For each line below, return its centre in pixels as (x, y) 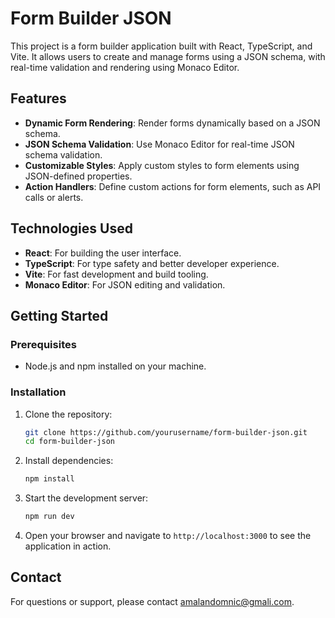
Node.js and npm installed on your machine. (115, 366)
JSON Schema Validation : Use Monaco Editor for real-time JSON (159, 144)
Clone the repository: (68, 414)
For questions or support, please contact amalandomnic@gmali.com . (152, 601)
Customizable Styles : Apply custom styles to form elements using (162, 165)
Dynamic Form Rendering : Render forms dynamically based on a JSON (172, 123)
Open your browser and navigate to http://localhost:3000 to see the (168, 536)
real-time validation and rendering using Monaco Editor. (125, 67)
